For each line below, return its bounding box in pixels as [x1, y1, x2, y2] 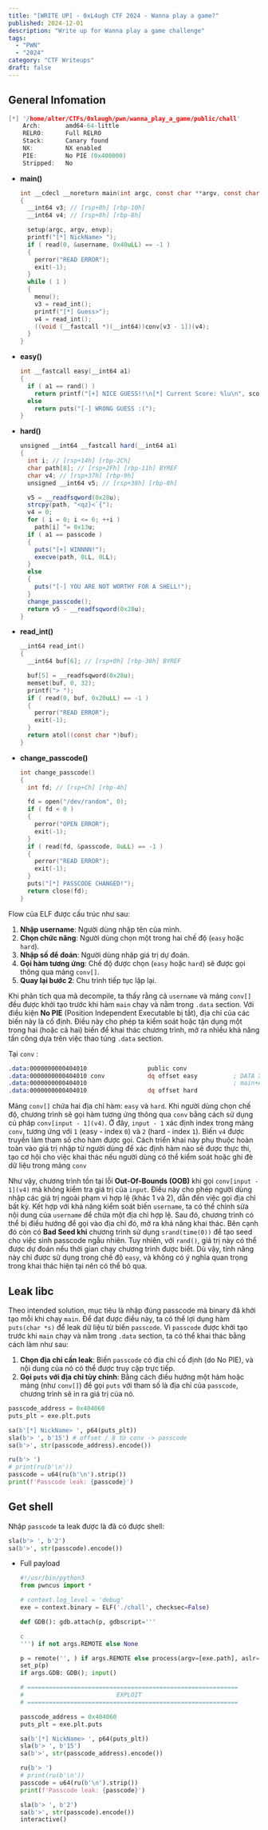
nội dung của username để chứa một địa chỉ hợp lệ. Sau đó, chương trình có [8, 1210, 254, 1220]
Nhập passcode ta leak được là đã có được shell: [8, 1521, 165, 1531]
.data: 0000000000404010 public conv [8, 1065, 187, 1073]
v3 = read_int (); [34, 300, 93, 308]
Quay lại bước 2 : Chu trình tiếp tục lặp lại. [19, 975, 157, 985]
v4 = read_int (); [34, 315, 93, 323]
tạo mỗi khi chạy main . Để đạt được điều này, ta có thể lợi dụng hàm [8, 1314, 230, 1324]
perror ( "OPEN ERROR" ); [34, 821, 110, 829]
